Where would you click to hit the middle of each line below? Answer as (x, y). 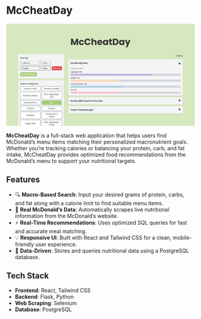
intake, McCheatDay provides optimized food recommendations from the (96, 155)
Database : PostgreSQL (43, 309)
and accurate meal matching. (51, 231)
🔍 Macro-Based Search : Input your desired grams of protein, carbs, (99, 195)
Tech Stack (28, 276)
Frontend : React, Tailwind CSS (53, 290)
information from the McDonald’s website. (66, 215)
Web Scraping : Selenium (46, 303)
